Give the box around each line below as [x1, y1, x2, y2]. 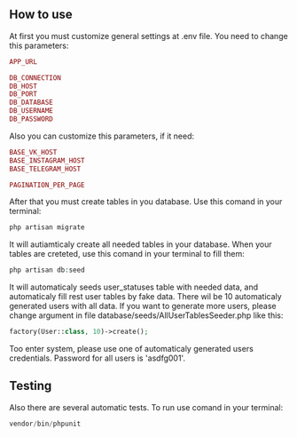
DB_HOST [9, 82, 38, 91]
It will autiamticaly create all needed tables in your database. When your [9, 239, 272, 250]
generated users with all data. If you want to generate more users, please [9, 301, 277, 312]
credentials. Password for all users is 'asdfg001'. [9, 353, 186, 363]
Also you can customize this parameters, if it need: [9, 131, 195, 141]
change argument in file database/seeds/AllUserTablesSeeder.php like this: [9, 310, 284, 321]
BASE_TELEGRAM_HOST [9, 164, 82, 173]
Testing [9, 378, 52, 393]
